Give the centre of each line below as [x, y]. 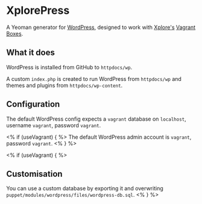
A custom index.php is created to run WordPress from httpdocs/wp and [94, 78]
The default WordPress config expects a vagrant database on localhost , [96, 119]
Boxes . [15, 33]
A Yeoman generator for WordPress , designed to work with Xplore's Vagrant [101, 27]
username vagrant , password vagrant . [54, 125]
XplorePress [38, 11]
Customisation [34, 174]
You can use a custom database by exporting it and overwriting [85, 188]
